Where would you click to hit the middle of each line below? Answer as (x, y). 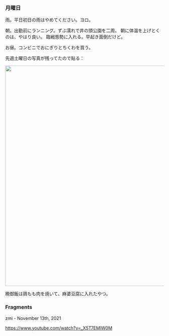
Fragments (19, 307)
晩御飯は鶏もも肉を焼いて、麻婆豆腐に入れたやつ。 (58, 294)
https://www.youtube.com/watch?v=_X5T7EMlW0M (59, 328)
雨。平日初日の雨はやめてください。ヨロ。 (49, 20)
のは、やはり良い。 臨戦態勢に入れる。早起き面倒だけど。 (65, 37)
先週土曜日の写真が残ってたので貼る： (45, 58)
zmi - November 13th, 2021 (33, 318)
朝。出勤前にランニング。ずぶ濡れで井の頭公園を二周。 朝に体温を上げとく (82, 31)
